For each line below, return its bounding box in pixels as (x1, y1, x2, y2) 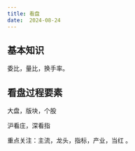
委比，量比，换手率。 (7, 64, 69, 73)
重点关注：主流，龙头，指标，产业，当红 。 (7, 136, 132, 145)
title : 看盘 (7, 10, 40, 17)
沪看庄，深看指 (7, 122, 50, 130)
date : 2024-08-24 (7, 17, 61, 24)
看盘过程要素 (7, 87, 63, 99)
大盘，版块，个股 (7, 106, 57, 115)
